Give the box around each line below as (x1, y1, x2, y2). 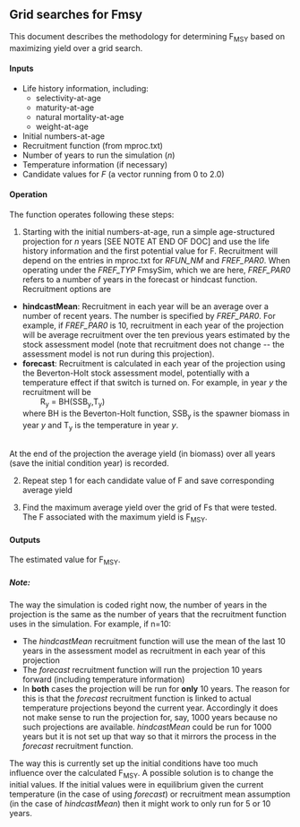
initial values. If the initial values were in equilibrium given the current (9, 779, 264, 789)
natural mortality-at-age (35, 111, 124, 122)
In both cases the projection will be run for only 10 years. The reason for (21, 684, 290, 694)
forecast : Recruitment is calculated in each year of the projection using (21, 358, 286, 369)
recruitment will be (21, 387, 92, 398)
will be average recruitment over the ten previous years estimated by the (21, 330, 291, 340)
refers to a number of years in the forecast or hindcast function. (21, 274, 258, 285)
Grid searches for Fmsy (9, 7, 143, 22)
